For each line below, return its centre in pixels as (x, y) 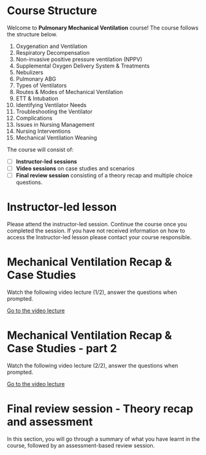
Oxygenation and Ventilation (51, 46)
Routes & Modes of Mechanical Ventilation (69, 92)
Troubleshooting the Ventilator (54, 111)
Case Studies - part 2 (62, 349)
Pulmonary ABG (36, 79)
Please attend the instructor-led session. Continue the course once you (97, 224)
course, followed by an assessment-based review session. (81, 445)
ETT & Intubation (37, 98)
